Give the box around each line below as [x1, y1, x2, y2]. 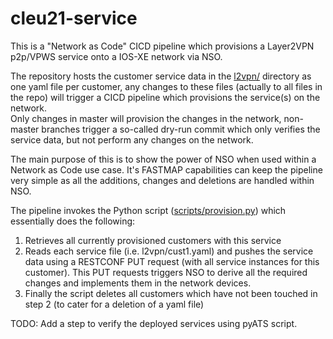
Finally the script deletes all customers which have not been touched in [24, 287, 318, 299]
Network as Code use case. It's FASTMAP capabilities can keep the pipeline [10, 163, 323, 176]
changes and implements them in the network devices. [24, 277, 252, 289]
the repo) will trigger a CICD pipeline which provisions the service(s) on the [10, 91, 321, 103]
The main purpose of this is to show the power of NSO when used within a [10, 153, 317, 165]
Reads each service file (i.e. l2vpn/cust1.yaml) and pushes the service [24, 245, 314, 257]
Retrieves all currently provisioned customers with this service [24, 234, 282, 246]
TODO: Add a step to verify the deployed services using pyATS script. [10, 317, 298, 329]
